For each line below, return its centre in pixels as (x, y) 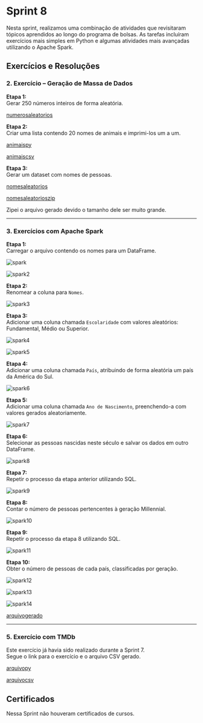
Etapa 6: (17, 436)
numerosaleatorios (30, 115)
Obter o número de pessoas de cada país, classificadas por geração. (92, 568)
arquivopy (19, 668)
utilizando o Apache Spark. (40, 47)
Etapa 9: (17, 532)
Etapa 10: (18, 562)
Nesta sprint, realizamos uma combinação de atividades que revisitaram (96, 28)
